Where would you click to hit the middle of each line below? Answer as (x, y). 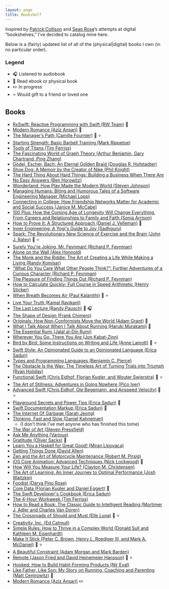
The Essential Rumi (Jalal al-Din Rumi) (52, 332)
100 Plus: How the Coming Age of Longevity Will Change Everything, (84, 212)
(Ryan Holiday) (28, 371)
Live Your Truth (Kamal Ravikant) (46, 302)
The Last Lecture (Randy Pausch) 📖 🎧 (52, 308)
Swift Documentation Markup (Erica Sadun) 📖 (60, 408)
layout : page (19, 10)
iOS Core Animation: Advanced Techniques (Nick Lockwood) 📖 (78, 461)
